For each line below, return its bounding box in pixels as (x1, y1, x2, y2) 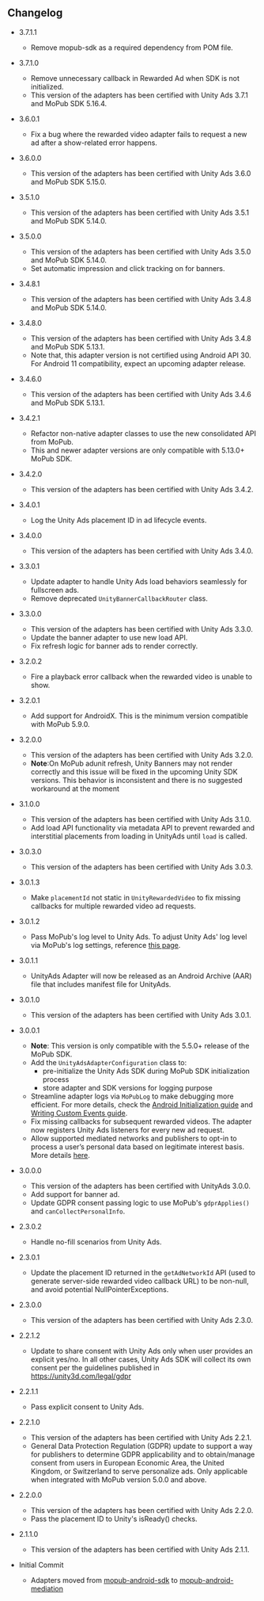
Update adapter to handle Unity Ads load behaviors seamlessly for (30, 576, 247, 586)
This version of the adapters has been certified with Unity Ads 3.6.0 (30, 168, 251, 178)
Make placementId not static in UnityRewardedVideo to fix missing (30, 892, 241, 902)
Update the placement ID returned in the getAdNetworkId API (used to (30, 1267, 256, 1277)
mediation (30, 1584, 64, 1593)
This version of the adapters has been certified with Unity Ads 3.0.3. (30, 862, 254, 871)
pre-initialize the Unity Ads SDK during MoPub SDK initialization (42, 1066, 251, 1076)
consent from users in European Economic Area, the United (30, 1458, 224, 1467)
